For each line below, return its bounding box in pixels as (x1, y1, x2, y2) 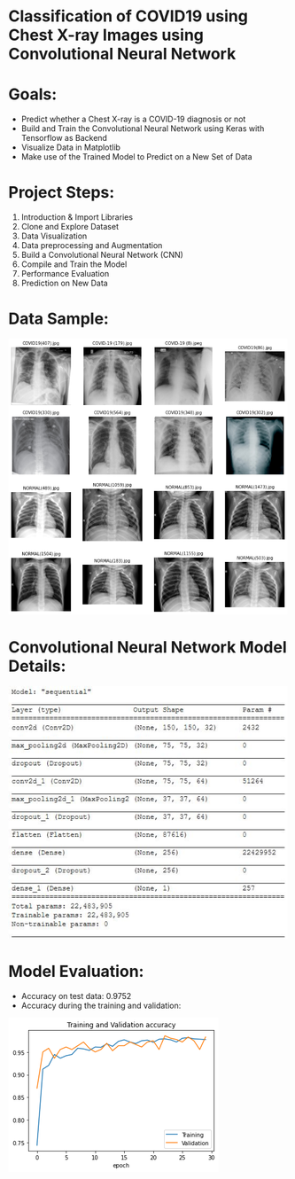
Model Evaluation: (8, 961, 144, 981)
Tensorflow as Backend (20, 133, 108, 144)
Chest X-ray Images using (8, 25, 205, 45)
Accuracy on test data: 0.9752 (20, 990, 132, 1001)
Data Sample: (8, 308, 110, 329)
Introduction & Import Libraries (20, 212, 134, 223)
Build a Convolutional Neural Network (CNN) (20, 250, 183, 261)
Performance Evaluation (20, 269, 110, 279)
